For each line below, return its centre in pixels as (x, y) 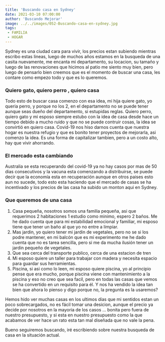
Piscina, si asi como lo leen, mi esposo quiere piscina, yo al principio (82, 268)
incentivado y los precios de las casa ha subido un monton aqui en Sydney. (81, 188)
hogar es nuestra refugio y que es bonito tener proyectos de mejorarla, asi (81, 133)
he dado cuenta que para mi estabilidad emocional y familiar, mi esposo (85, 221)
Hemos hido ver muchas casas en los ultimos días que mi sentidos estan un (82, 299)
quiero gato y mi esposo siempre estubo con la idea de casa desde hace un (82, 117)
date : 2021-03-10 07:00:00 (33, 14)
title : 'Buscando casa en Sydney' (41, 10)
